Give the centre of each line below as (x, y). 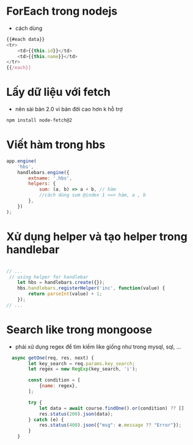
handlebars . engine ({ (43, 172)
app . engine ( (21, 161)
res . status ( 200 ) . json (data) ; (76, 414)
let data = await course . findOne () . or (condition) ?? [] (111, 408)
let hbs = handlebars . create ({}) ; (61, 283)
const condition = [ (54, 380)
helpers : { (42, 184)
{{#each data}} (26, 39)
